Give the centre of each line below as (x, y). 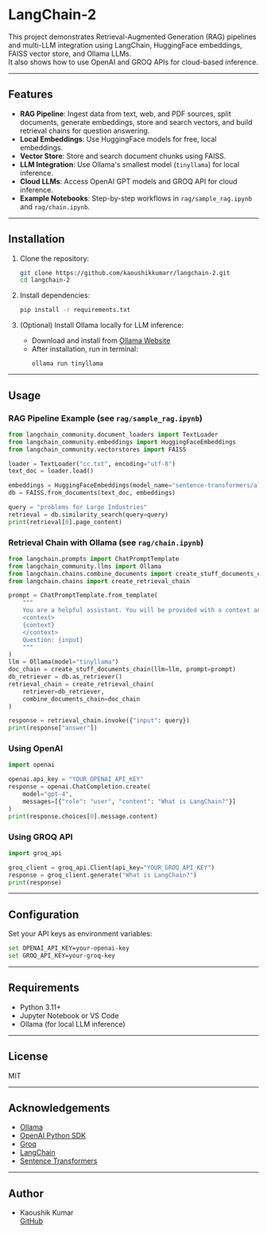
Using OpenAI (36, 749)
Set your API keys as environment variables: (80, 934)
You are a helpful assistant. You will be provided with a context (136, 610)
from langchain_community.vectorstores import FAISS (97, 449)
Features (31, 94)
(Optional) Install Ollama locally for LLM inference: (102, 325)
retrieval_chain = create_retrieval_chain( (81, 684)
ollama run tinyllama (67, 364)
